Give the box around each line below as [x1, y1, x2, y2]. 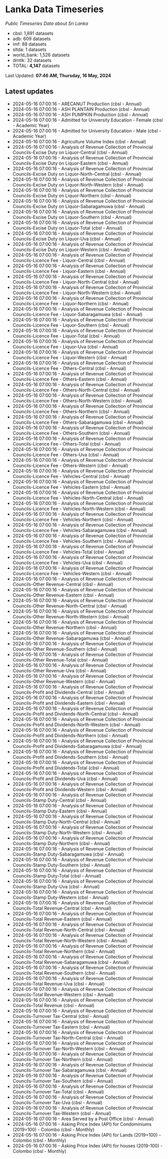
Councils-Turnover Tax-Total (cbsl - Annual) [12, 1088, 104, 1094]
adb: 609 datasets [12, 36, 51, 42]
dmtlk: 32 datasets [12, 57, 52, 63]
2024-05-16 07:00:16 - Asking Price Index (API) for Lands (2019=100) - [12, 1132, 161, 1138]
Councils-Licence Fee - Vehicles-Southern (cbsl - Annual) [12, 538, 134, 544]
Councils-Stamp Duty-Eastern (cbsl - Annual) [12, 808, 108, 814]
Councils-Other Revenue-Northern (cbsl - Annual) [12, 624, 117, 631]
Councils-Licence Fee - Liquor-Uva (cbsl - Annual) [12, 343, 118, 350]
